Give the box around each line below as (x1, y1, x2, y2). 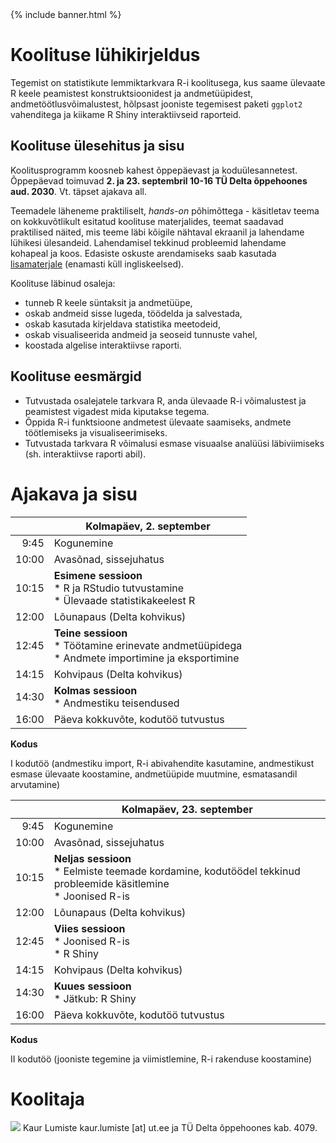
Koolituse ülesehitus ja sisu (10, 138, 185, 155)
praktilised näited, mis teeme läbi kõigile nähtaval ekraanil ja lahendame (10, 226, 305, 238)
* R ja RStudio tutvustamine (53, 581, 185, 595)
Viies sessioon (53, 921, 126, 935)
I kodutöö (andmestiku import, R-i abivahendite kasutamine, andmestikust (10, 757, 315, 769)
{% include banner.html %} (10, 9, 122, 20)
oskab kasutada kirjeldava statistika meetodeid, (24, 318, 221, 330)
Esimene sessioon (53, 568, 143, 582)
